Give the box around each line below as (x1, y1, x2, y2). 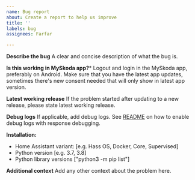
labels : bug (6, 25, 36, 32)
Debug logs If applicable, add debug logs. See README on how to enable (6, 113, 190, 121)
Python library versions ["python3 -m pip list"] (14, 155, 130, 163)
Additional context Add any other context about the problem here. (6, 167, 172, 175)
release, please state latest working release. (6, 101, 116, 109)
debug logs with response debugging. (6, 119, 101, 127)
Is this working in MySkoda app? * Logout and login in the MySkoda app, (6, 64, 188, 72)
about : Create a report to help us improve (6, 14, 117, 20)
